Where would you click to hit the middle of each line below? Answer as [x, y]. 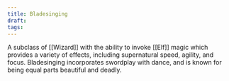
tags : [15, 27]
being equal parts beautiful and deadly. [65, 70]
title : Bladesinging [38, 14]
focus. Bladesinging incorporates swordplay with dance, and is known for [114, 63]
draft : [17, 21]
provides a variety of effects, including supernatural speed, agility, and [111, 55]
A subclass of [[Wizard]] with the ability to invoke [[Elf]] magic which [108, 48]
